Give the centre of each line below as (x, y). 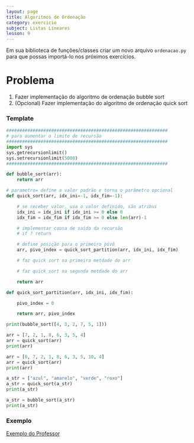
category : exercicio (32, 22)
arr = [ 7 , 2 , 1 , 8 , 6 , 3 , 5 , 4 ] (46, 335)
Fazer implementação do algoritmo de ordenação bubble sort (89, 97)
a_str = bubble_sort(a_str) (41, 400)
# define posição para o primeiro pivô (66, 245)
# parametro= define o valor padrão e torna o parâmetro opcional (90, 190)
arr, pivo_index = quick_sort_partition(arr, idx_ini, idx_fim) (98, 250)
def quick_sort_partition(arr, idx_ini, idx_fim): (70, 292)
